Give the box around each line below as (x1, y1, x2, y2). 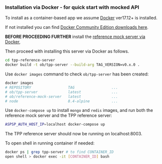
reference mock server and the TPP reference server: (5, 112, 113, 118)
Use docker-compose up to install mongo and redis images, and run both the (5, 108, 153, 113)
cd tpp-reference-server (5, 58, 55, 63)
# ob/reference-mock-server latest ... (5, 94, 118, 99)
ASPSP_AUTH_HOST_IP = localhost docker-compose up (5, 122, 105, 127)
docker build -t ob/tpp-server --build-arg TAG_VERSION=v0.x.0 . (5, 62, 140, 67)
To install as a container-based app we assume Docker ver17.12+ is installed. (5, 15, 158, 21)
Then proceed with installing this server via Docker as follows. (5, 48, 130, 55)
